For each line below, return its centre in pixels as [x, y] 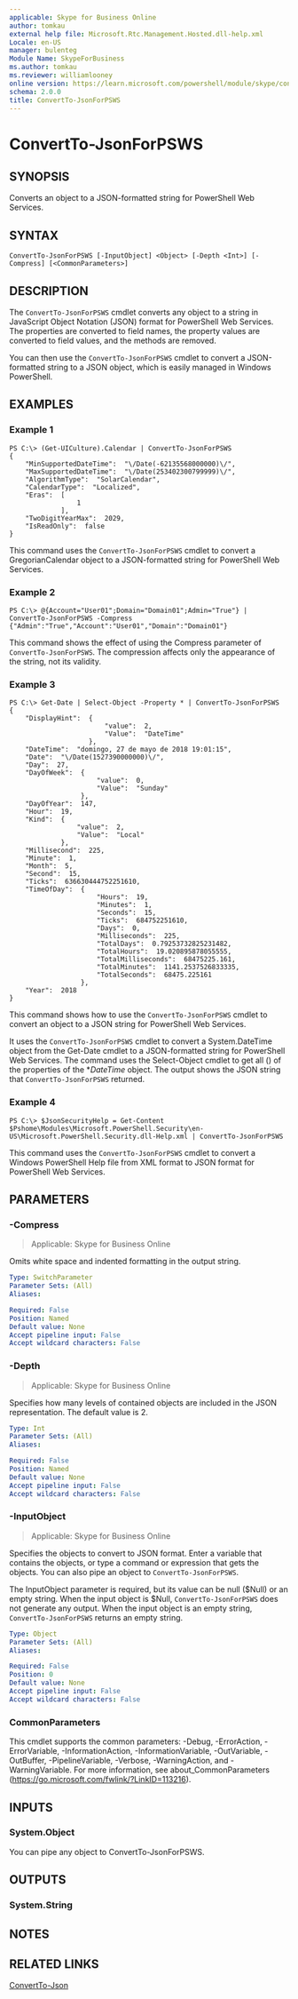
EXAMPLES [41, 405]
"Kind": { [45, 820]
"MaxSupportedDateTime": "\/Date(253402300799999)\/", [131, 472]
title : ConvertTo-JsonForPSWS [65, 100]
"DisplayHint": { [59, 719]
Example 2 [32, 592]
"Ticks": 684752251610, [142, 920]
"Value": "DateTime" [144, 734]
